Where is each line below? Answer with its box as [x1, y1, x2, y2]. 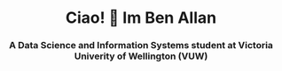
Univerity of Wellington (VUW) [74, 50, 208, 62]
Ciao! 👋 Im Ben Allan [66, 8, 216, 28]
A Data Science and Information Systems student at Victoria [8, 39, 274, 52]
